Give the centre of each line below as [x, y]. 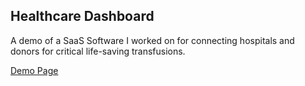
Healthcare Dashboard [82, 16]
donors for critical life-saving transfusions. [98, 51]
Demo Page [34, 70]
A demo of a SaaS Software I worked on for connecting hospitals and [152, 40]
